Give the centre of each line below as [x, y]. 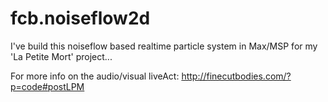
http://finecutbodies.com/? [236, 76]
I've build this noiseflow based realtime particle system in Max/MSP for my [164, 46]
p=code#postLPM [47, 86]
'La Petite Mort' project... [61, 56]
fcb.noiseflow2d [80, 18]
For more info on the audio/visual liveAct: [95, 76]
